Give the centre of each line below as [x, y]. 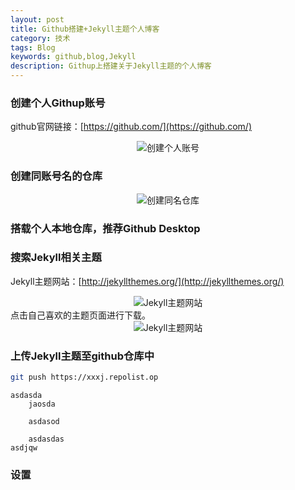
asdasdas [46, 439]
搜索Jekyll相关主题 [56, 258]
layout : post [37, 19]
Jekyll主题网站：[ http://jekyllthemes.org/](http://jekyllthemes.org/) [147, 281]
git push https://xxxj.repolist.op [84, 377]
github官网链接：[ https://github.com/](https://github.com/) [131, 127]
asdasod [44, 421]
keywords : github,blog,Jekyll [73, 57]
